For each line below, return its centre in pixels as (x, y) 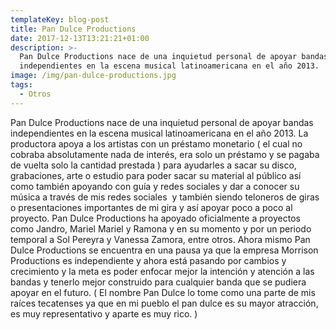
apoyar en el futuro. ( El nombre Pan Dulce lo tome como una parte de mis (163, 292)
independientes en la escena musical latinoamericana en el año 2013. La (159, 133)
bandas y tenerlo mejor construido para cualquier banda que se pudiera (158, 282)
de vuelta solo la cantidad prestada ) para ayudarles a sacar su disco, (153, 165)
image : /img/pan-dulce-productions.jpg (93, 76)
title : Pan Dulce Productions (73, 29)
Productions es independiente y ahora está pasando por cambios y (148, 260)
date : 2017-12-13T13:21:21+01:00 (80, 38)
